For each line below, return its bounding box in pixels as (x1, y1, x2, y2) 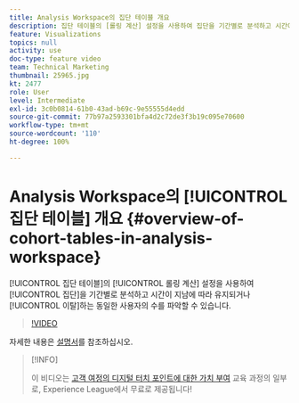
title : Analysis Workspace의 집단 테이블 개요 (9, 12, 170, 22)
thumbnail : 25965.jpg (9, 71, 90, 80)
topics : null (9, 37, 58, 47)
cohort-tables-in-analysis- (9, 228, 214, 248)
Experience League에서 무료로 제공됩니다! (43, 383, 193, 394)
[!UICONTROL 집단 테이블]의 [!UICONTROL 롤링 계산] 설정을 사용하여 (9, 277, 255, 288)
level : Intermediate (9, 95, 86, 105)
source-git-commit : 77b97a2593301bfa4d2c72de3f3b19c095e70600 (9, 112, 245, 121)
